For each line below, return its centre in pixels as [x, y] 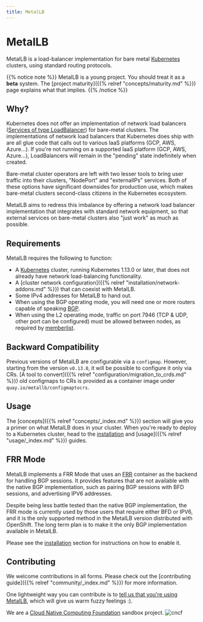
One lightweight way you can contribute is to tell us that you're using [92, 595]
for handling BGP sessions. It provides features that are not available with [98, 481]
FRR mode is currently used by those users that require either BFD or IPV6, [100, 512]
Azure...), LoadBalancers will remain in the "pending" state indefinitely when [101, 156]
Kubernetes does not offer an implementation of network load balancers [96, 123]
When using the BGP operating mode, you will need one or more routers [105, 302]
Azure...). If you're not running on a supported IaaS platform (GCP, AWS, [96, 149]
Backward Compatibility [53, 347]
